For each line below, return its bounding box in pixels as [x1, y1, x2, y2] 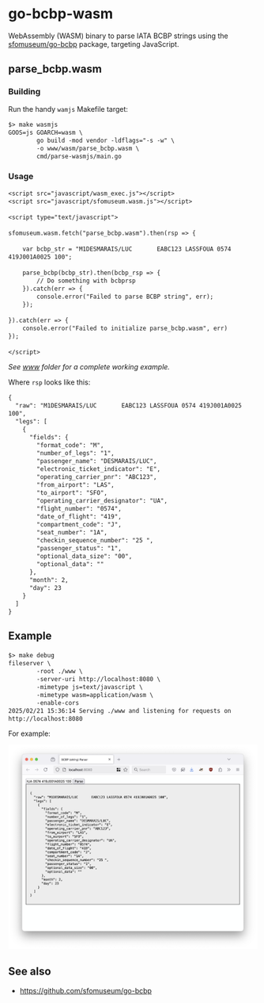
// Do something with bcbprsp [36, 277, 136, 285]
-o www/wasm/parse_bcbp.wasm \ [36, 144, 140, 152]
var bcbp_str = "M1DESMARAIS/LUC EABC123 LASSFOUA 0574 [22, 245, 232, 253]
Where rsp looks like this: [8, 377, 91, 387]
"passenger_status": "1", [36, 544, 123, 552]
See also [8, 965, 51, 978]
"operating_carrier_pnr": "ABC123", [36, 473, 157, 480]
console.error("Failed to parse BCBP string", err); [36, 293, 214, 301]
